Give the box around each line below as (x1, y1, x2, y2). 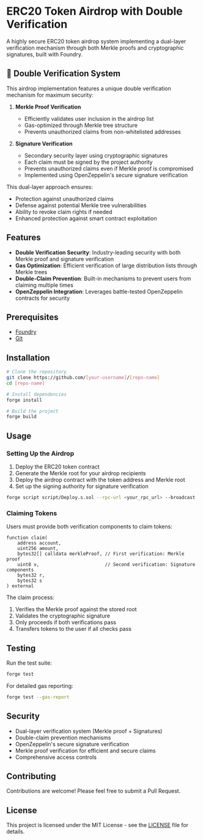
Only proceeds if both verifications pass (15, 619, 116, 626)
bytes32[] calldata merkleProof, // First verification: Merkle (17, 551, 185, 557)
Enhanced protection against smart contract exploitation (15, 215, 157, 222)
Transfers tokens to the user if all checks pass (15, 625, 131, 633)
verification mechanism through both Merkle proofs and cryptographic (6, 44, 185, 52)
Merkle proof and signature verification (15, 255, 114, 262)
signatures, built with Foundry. (6, 50, 83, 58)
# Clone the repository (6, 369, 67, 375)
